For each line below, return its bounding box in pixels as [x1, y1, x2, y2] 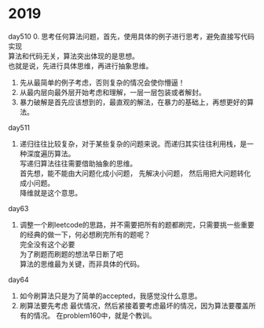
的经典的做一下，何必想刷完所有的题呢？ [19, 229, 151, 239]
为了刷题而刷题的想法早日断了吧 [19, 249, 123, 259]
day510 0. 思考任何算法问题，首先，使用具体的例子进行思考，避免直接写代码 [8, 31, 255, 41]
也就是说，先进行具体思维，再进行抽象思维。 [8, 60, 153, 71]
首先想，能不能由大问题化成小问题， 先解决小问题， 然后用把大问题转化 [19, 168, 251, 177]
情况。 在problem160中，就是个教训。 [33, 311, 156, 320]
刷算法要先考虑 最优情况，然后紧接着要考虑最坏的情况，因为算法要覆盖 [19, 301, 249, 310]
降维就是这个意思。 [19, 188, 82, 197]
